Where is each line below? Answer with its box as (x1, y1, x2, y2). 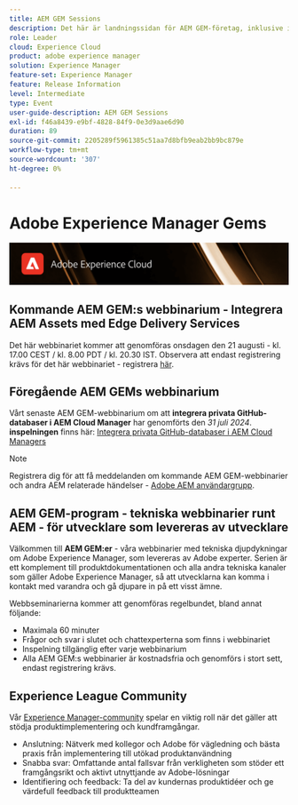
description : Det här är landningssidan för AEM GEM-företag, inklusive (9, 23, 284, 33)
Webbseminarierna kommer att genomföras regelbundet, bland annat (9, 598, 263, 609)
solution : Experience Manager (9, 61, 122, 70)
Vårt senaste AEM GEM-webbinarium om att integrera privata (9, 408, 236, 418)
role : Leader (9, 33, 58, 42)
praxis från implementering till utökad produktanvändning (21, 747, 232, 759)
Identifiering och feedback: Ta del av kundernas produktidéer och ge (21, 776, 274, 786)
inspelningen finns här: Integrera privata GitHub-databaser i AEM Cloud (9, 426, 273, 437)
